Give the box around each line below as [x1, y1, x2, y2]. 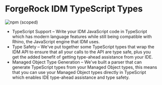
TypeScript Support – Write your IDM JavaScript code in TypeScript [12, 28, 147, 34]
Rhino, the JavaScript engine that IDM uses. [12, 38, 100, 44]
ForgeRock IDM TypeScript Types [5, 3, 143, 14]
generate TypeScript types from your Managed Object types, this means [12, 64, 158, 70]
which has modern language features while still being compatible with [12, 34, 152, 39]
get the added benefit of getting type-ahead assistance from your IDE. [12, 54, 153, 60]
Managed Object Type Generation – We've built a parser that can [12, 59, 142, 65]
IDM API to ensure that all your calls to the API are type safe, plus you [12, 49, 151, 55]
